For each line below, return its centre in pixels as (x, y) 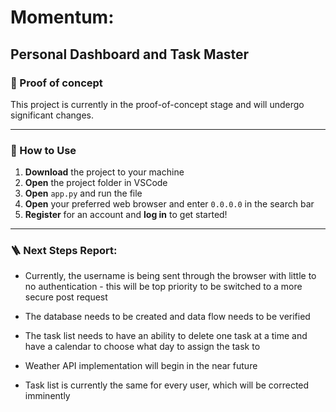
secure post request (66, 297)
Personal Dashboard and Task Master (130, 54)
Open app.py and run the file (83, 193)
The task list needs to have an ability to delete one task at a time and (166, 336)
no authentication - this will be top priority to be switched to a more (163, 287)
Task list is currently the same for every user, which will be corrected (167, 385)
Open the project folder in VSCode (96, 183)
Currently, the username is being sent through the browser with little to (170, 276)
